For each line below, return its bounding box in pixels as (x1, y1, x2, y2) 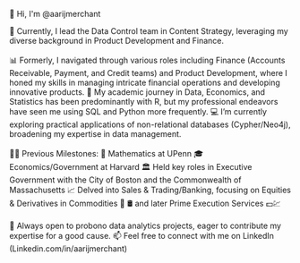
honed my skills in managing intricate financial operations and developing (9, 77, 280, 88)
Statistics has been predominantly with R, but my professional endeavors (9, 97, 279, 106)
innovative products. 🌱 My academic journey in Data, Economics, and (9, 87, 266, 98)
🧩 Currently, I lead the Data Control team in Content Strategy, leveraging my (9, 26, 288, 36)
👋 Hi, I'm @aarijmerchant (9, 9, 101, 19)
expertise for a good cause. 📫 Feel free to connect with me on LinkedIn (9, 231, 275, 241)
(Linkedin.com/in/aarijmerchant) (9, 243, 128, 254)
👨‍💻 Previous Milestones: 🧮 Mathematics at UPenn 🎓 (9, 148, 204, 158)
